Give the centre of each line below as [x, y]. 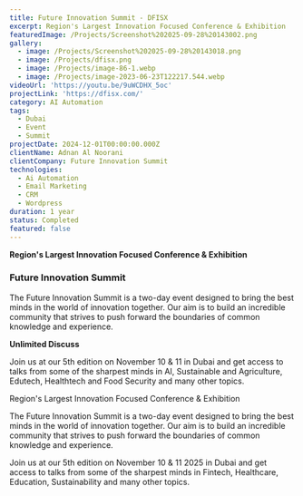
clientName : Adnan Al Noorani [67, 152]
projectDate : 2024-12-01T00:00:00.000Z [85, 144]
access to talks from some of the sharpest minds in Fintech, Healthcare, [144, 472]
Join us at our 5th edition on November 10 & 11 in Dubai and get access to [147, 361]
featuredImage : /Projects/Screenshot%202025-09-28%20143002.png [133, 34]
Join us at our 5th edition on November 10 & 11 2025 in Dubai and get [138, 462]
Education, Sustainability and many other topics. [100, 481]
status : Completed [44, 220]
